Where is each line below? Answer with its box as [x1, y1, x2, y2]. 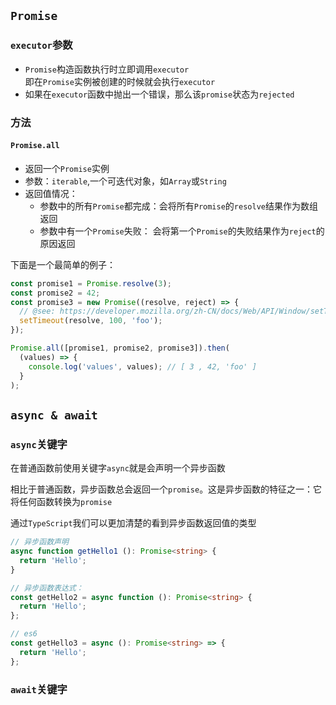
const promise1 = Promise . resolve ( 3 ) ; [10, 278, 172, 289]
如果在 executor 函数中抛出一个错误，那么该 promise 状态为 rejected [24, 88, 295, 100]
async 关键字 [10, 437, 68, 451]
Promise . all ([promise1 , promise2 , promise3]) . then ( [10, 343, 230, 354]
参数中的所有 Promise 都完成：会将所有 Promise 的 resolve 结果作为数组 [39, 200, 318, 212]
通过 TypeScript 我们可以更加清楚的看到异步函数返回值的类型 [10, 517, 257, 529]
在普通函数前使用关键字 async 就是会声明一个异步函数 [10, 462, 226, 474]
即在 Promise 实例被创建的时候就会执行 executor [24, 75, 216, 87]
